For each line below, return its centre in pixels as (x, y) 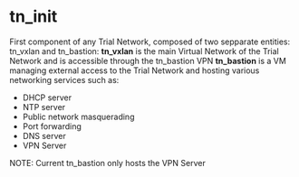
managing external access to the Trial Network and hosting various (135, 70)
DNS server (44, 135)
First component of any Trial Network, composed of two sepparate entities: (150, 42)
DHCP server (47, 98)
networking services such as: (64, 79)
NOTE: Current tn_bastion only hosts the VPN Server (107, 163)
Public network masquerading (78, 116)
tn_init (34, 17)
